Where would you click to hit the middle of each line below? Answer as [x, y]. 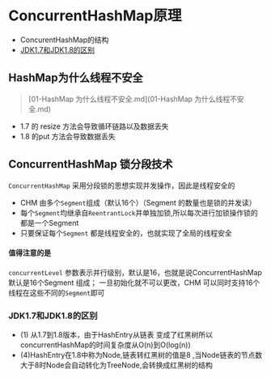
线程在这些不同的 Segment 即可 [57, 292]
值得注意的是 [30, 253]
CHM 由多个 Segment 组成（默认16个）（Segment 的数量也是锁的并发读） [138, 202]
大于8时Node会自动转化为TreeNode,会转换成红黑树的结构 [116, 365]
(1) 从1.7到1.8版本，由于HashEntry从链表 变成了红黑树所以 [116, 335]
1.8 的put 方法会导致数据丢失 [68, 136]
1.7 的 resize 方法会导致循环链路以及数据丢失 [94, 126]
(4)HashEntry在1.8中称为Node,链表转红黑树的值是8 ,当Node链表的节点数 [141, 355]
